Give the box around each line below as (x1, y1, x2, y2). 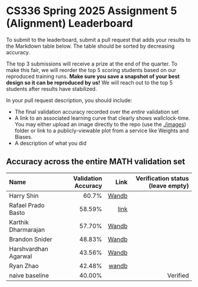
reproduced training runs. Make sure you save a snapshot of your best (6, 73, 180, 80)
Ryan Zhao (9, 262, 39, 270)
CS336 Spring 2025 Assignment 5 (6, 4, 177, 18)
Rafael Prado (9, 201, 45, 209)
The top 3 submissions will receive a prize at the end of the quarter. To (6, 60, 178, 67)
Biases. (14, 133, 33, 140)
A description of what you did (14, 139, 87, 146)
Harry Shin (9, 191, 39, 200)
